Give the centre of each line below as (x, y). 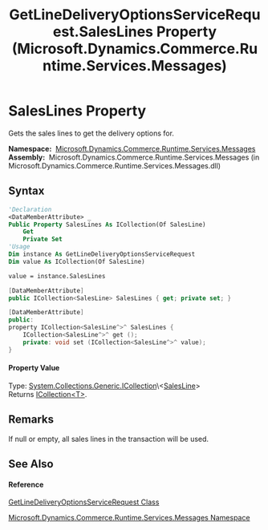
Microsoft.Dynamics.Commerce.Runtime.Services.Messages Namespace (129, 518)
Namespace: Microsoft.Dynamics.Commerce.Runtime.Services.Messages (132, 148)
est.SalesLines (103, 32)
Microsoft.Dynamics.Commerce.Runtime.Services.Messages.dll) (115, 165)
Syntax (26, 191)
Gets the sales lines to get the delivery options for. (91, 133)
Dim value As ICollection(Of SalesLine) (77, 261)
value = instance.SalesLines (57, 276)
